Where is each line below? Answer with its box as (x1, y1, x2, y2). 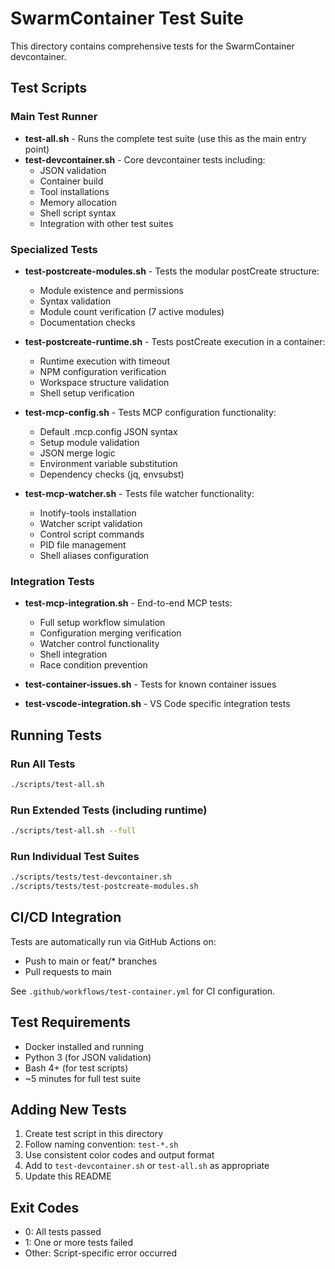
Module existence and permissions (39, 284, 184, 296)
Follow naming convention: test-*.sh (24, 1138, 179, 1151)
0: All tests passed (24, 1226, 102, 1238)
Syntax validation (39, 295, 112, 307)
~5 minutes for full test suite (24, 1072, 142, 1084)
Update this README (24, 1170, 112, 1182)
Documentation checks (39, 316, 136, 328)
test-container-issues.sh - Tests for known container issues (24, 678, 277, 691)
